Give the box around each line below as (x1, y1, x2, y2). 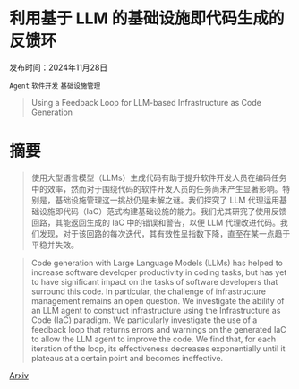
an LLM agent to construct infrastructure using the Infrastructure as (30, 305, 281, 316)
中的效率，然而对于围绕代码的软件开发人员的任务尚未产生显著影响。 (30, 183, 283, 194)
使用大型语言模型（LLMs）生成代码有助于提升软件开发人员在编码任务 (30, 172, 287, 183)
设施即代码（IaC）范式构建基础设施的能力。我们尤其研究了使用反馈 (38, 205, 287, 216)
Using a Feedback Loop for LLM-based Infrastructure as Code (30, 97, 261, 108)
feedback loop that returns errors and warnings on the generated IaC (30, 324, 286, 334)
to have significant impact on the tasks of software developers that (30, 276, 278, 287)
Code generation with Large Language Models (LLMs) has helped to (30, 257, 284, 268)
